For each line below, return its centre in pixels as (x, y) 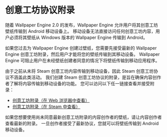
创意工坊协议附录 (40, 10)
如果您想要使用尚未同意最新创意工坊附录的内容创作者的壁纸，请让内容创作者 (83, 117)
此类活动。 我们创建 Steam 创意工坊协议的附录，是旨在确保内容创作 (92, 77)
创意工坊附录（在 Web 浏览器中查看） (51, 100)
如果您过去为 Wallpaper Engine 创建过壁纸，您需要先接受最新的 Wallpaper (81, 48)
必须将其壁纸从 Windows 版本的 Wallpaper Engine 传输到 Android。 (78, 37)
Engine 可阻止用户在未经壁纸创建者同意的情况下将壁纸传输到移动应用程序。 (83, 60)
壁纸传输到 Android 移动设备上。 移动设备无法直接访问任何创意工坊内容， (80, 31)
